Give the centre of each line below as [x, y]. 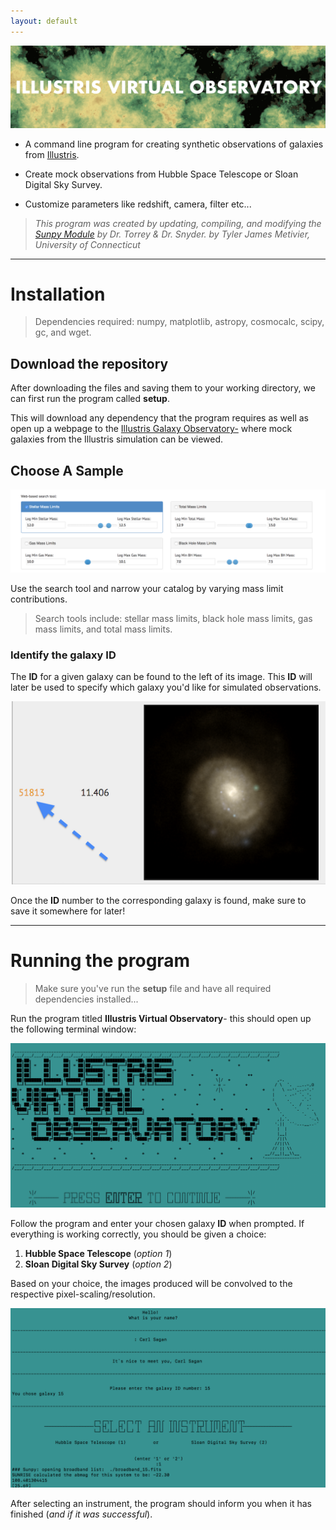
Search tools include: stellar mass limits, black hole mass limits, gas [173, 618]
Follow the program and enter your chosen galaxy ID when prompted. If [157, 1223]
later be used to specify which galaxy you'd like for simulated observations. [166, 687]
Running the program [100, 960]
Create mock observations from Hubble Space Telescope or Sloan [161, 174]
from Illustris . [52, 154]
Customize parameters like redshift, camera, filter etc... [138, 204]
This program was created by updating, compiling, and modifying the [178, 223]
